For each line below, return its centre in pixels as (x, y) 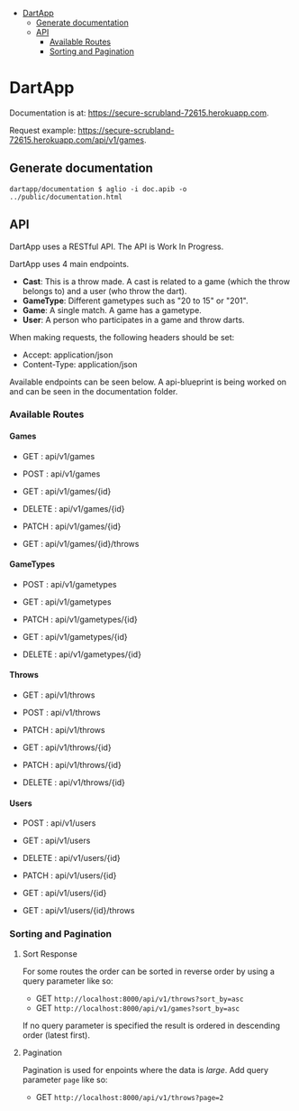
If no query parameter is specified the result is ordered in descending (151, 1025)
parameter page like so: (65, 1079)
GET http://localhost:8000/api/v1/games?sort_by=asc (138, 1008)
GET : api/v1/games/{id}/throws (81, 543)
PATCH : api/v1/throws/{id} (72, 765)
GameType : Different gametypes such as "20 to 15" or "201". (135, 301)
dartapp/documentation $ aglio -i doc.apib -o (98, 189)
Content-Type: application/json (80, 364)
